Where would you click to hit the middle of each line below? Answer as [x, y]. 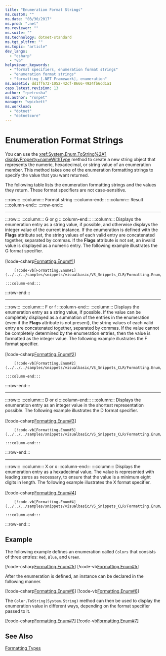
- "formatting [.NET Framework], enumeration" [58, 79]
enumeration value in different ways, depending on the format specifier [78, 606]
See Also [19, 636]
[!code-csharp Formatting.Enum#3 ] [41, 421]
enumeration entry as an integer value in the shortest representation [75, 405]
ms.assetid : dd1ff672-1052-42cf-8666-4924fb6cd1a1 [58, 83]
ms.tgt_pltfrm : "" [24, 42]
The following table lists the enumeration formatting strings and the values [81, 184]
